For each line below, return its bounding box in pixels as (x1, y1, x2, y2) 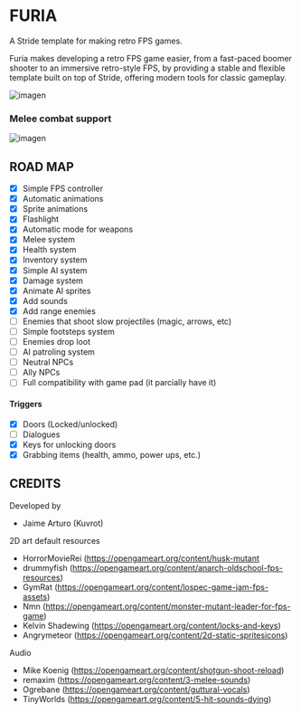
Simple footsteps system (22, 326, 115, 337)
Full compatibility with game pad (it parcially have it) (22, 377, 217, 388)
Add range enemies (22, 305, 97, 317)
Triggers (9, 398, 42, 409)
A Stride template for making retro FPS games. (9, 35, 183, 46)
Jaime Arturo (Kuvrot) (22, 518, 104, 528)
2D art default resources (9, 535, 101, 546)
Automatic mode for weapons (22, 223, 134, 235)
